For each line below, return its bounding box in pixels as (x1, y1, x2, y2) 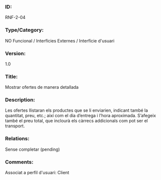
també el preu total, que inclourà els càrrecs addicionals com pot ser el (5, 118, 148, 124)
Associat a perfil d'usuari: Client (5, 170, 69, 176)
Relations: (5, 135, 30, 142)
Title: (5, 73, 18, 80)
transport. (5, 123, 25, 129)
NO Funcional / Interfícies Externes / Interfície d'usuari (5, 38, 115, 43)
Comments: (5, 159, 34, 165)
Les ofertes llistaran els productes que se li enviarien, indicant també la (5, 107, 148, 113)
